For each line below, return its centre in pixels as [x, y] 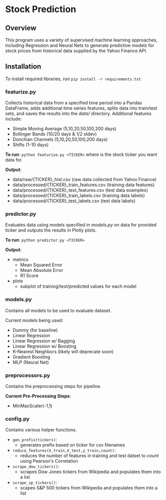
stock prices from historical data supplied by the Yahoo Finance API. [76, 51]
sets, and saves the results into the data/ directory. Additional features [78, 114]
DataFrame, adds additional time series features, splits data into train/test [81, 108]
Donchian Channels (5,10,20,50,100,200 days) [60, 139]
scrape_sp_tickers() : [35, 482]
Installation [23, 67]
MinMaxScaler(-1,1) [32, 406]
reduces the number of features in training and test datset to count [89, 456]
